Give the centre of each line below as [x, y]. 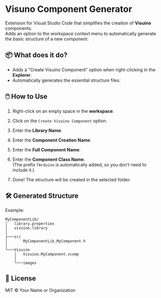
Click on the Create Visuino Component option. [60, 121]
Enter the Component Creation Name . [52, 140]
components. [19, 28]
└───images [25, 263]
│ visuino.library [27, 228]
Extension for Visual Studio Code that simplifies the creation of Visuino [78, 23]
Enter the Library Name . [37, 130]
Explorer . [22, 75]
